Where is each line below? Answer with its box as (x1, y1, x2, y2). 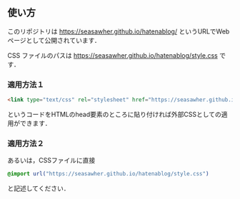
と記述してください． (7, 184, 70, 193)
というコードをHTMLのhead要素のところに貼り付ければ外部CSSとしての (7, 110, 221, 118)
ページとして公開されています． (7, 36, 101, 44)
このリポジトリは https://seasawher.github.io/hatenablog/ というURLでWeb (7, 27, 230, 36)
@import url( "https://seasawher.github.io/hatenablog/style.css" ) (7, 170, 209, 178)
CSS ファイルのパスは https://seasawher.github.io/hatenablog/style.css (7, 51, 218, 59)
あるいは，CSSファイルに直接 (7, 156, 96, 165)
